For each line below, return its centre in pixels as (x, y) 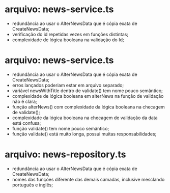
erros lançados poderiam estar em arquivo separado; (68, 85)
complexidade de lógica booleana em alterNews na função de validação (88, 96)
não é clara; (24, 101)
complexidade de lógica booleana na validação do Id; (68, 40)
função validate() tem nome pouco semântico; (61, 128)
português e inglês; (32, 185)
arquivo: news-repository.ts (65, 155)
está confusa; (26, 123)
